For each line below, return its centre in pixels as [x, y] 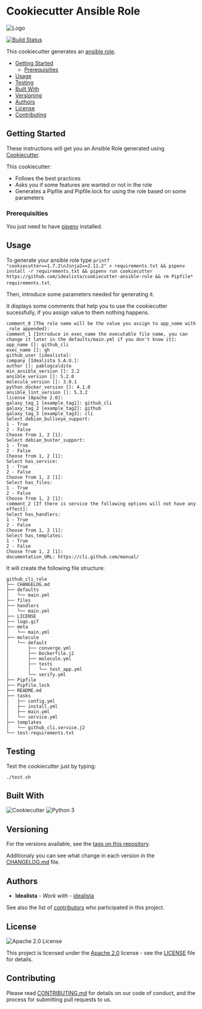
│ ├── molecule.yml [39, 659]
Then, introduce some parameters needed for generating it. [80, 294]
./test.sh [19, 777]
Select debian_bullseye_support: [48, 419]
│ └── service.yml [32, 717]
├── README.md [24, 690]
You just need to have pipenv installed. [54, 227]
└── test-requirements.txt [40, 733]
